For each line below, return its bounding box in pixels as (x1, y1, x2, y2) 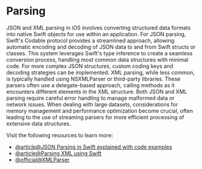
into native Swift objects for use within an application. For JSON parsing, (6, 30, 186, 37)
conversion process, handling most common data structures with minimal (6, 56, 189, 63)
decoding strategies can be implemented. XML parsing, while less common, (6, 69, 195, 76)
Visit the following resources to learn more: (6, 131, 113, 139)
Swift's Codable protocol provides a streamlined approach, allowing (6, 37, 175, 44)
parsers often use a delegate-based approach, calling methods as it (6, 81, 175, 88)
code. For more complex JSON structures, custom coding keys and (6, 62, 174, 70)
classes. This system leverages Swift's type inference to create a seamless (6, 49, 193, 57)
